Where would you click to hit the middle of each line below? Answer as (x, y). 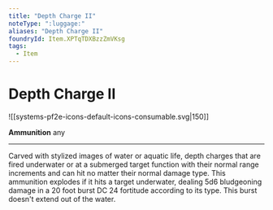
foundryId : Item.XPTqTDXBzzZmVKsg (67, 39)
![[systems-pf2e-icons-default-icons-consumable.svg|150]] (109, 116)
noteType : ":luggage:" (47, 24)
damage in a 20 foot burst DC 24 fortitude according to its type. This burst (133, 190)
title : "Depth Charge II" (52, 16)
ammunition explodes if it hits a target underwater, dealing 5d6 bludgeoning (135, 182)
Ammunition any (37, 132)
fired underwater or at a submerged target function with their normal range (134, 164)
